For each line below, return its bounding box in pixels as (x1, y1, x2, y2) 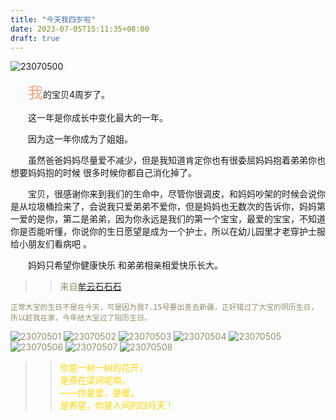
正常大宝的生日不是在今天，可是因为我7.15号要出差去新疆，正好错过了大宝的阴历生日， (10, 302, 319, 313)
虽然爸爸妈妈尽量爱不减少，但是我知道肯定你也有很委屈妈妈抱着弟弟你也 (28, 154, 326, 166)
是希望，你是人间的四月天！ (59, 399, 175, 411)
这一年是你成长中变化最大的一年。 (28, 112, 168, 124)
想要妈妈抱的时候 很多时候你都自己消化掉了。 (10, 167, 197, 179)
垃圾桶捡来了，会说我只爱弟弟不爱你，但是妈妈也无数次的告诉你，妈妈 (27, 201, 317, 213)
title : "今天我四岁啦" (10, 14, 96, 25)
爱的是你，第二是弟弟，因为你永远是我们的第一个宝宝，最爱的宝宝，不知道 (18, 213, 326, 225)
